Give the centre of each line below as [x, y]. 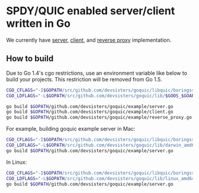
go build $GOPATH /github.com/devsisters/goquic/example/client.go [90, 112]
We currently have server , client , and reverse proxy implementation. [89, 40]
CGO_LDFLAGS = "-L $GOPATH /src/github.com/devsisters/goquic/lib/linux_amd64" [102, 178]
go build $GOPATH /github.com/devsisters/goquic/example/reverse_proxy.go [99, 118]
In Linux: [17, 162]
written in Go [38, 23]
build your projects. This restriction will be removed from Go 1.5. [84, 79]
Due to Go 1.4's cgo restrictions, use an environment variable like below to [97, 73]
